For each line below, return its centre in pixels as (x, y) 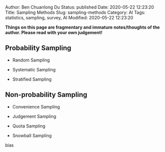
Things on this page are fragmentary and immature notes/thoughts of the (82, 27)
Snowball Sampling (32, 135)
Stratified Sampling (32, 79)
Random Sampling (31, 60)
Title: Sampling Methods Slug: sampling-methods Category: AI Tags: (75, 12)
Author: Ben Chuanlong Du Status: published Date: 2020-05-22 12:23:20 (80, 7)
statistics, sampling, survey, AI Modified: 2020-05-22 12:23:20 (69, 18)
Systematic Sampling (34, 69)
